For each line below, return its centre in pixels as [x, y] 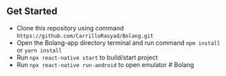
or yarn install [39, 50]
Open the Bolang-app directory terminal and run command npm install [118, 42]
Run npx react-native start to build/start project [87, 57]
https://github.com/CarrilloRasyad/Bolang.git [85, 36]
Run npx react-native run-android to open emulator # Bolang [105, 64]
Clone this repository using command [70, 28]
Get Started [32, 11]
